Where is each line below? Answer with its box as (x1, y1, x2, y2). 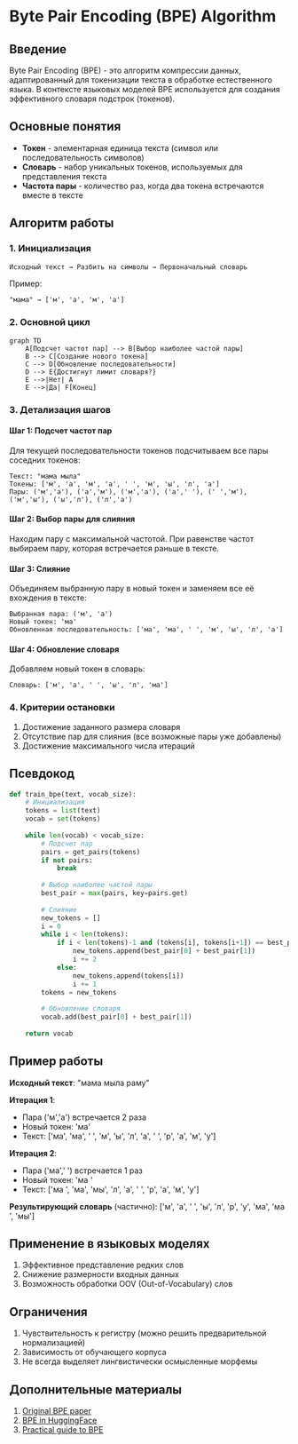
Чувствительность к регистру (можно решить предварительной (21, 1328, 267, 1338)
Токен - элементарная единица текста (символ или (21, 142, 219, 153)
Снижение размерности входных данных (21, 1269, 180, 1280)
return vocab (25, 1028, 74, 1038)
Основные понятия (9, 119, 122, 134)
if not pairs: (41, 855, 93, 865)
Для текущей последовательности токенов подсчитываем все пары (9, 445, 269, 456)
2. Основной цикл (9, 316, 90, 329)
